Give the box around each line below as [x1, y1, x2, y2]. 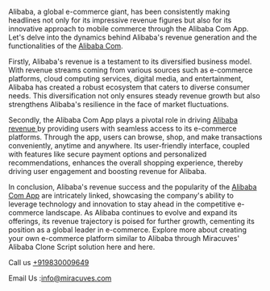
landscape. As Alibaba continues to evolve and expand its [45, 208, 238, 217]
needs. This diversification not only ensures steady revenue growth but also [8, 91, 260, 100]
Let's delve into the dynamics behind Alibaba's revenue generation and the [8, 32, 258, 42]
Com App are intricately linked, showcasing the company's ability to [8, 191, 234, 200]
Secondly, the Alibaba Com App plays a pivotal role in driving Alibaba [8, 115, 239, 124]
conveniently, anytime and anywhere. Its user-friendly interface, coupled [8, 141, 250, 150]
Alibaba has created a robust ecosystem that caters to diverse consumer [8, 82, 251, 92]
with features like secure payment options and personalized [8, 149, 207, 159]
